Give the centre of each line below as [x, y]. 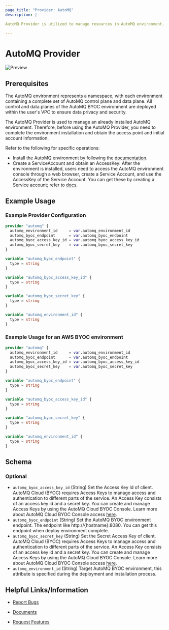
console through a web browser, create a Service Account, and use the [87, 174]
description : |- [22, 15]
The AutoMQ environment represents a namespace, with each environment [84, 96]
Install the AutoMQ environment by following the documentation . [80, 158]
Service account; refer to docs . [45, 185]
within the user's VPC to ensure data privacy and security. [66, 112]
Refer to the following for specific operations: [53, 148]
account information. [27, 138]
